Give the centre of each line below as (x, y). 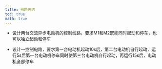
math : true (16, 18)
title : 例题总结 (20, 9)
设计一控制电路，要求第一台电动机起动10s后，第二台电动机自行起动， (82, 50)
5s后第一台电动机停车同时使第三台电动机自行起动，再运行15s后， (82, 55)
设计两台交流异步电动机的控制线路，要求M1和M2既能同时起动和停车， (82, 33)
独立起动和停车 (36, 39)
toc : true (15, 14)
